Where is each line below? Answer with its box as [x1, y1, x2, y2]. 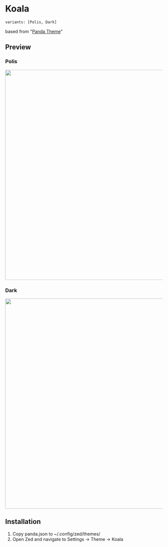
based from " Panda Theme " [5, 28, 63, 34]
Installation [5, 517, 41, 526]
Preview [5, 43, 31, 52]
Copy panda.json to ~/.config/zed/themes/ [12, 530, 100, 537]
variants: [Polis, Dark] [5, 20, 57, 25]
